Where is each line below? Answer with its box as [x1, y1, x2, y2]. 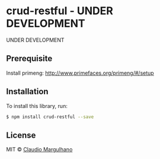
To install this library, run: [6, 102, 68, 109]
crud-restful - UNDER [6, 4, 114, 18]
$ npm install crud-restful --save [6, 114, 94, 120]
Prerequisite [6, 53, 53, 63]
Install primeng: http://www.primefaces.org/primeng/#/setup [6, 69, 154, 77]
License [6, 130, 36, 140]
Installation [6, 87, 49, 97]
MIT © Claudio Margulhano [6, 146, 73, 153]
